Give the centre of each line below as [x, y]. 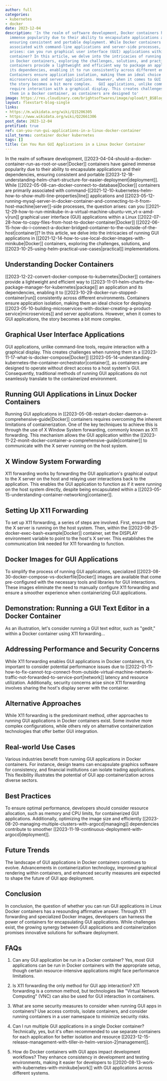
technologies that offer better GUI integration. [52, 731]
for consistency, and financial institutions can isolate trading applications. [80, 770]
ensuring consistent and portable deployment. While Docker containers [85, 42]
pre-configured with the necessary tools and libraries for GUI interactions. [81, 582]
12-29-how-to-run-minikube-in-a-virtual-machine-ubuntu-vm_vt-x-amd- [80, 212]
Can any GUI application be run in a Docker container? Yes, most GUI [83, 960]
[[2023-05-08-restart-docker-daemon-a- [105, 414]
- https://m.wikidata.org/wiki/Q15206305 [49, 112]
